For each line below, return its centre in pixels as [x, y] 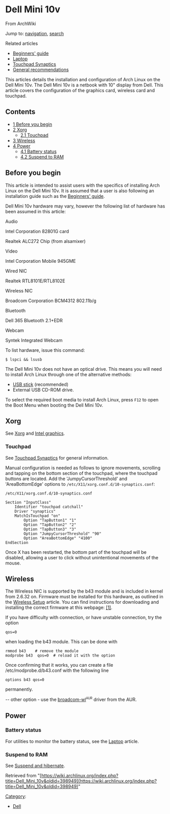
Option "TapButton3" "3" [50, 529]
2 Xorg [20, 129]
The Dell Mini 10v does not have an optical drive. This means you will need [84, 369]
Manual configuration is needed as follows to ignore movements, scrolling [83, 468]
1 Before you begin [32, 124]
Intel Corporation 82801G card [37, 231]
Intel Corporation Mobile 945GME [41, 261]
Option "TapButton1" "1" [50, 520]
